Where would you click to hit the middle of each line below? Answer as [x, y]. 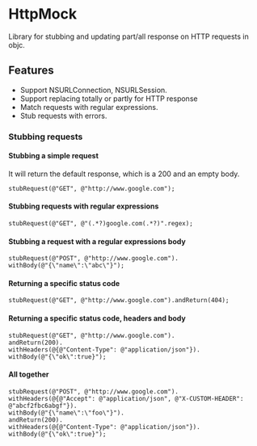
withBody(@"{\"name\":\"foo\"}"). [67, 413]
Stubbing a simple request [54, 156]
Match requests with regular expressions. [89, 107]
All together [29, 374]
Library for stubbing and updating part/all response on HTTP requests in [128, 36]
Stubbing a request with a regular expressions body [97, 241]
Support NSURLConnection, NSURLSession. [93, 90]
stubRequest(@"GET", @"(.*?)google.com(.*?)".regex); [101, 224]
